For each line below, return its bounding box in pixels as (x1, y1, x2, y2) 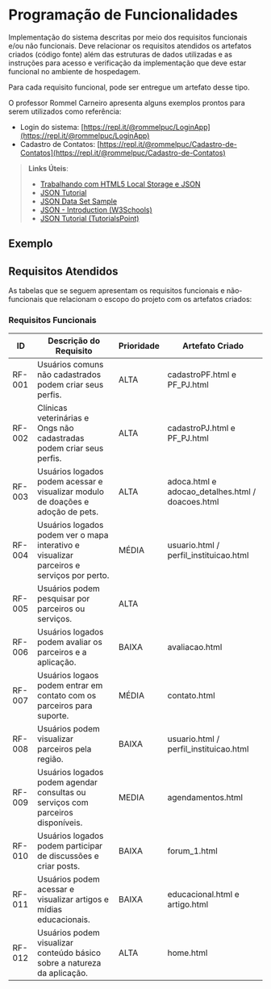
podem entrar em (37, 680, 103, 691)
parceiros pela (37, 744, 92, 755)
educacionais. (37, 914, 90, 925)
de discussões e (37, 850, 99, 861)
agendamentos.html (167, 792, 244, 803)
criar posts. (37, 861, 81, 872)
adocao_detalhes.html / (167, 486, 256, 497)
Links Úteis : (27, 163, 69, 173)
